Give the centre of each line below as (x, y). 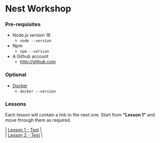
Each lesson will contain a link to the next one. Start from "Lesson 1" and (80, 115)
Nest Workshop (38, 9)
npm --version (34, 51)
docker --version (38, 91)
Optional (16, 74)
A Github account (30, 56)
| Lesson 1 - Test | (23, 130)
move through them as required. (38, 120)
